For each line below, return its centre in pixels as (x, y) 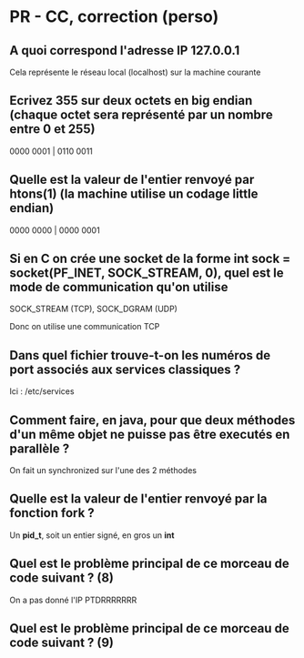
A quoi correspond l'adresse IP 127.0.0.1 (125, 51)
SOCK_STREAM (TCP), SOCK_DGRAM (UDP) (93, 309)
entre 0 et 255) (52, 129)
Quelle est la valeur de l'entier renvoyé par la (138, 499)
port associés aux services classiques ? (125, 369)
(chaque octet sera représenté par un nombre (141, 115)
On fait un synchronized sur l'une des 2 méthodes (103, 471)
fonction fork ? (52, 513)
